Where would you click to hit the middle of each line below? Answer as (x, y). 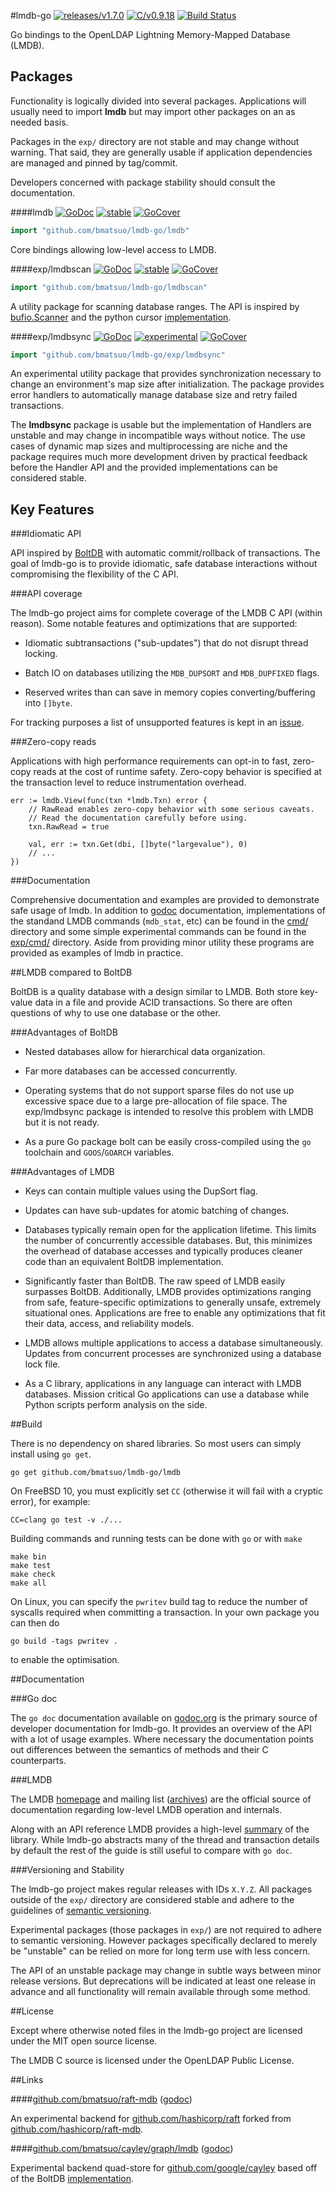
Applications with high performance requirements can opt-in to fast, (150, 761)
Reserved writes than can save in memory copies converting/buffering (170, 692)
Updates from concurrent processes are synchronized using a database (173, 1354)
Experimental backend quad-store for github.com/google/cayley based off (164, 2168)
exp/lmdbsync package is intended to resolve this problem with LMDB (169, 1112)
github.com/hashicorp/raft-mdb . (77, 2129)
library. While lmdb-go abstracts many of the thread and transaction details (165, 1840)
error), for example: (50, 1502)
